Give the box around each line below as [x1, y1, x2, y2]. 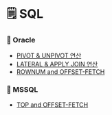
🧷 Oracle [6, 36, 36, 45]
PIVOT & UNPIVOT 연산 [16, 51, 82, 60]
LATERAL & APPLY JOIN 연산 [16, 60, 98, 68]
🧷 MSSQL [6, 85, 38, 94]
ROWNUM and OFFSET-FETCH [16, 68, 105, 76]
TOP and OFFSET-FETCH [16, 101, 89, 109]
